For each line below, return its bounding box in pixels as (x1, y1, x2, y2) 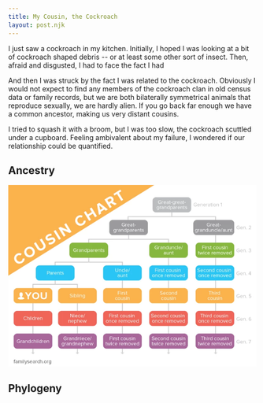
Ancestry (8, 164, 55, 177)
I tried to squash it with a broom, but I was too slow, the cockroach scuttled (8, 124, 252, 134)
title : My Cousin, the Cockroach (8, 13, 118, 20)
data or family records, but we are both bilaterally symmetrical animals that (8, 92, 251, 102)
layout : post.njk (8, 20, 65, 29)
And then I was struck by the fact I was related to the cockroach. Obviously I (8, 76, 256, 85)
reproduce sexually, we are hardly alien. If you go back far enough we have (8, 101, 252, 110)
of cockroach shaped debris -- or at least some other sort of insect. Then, (8, 52, 249, 61)
